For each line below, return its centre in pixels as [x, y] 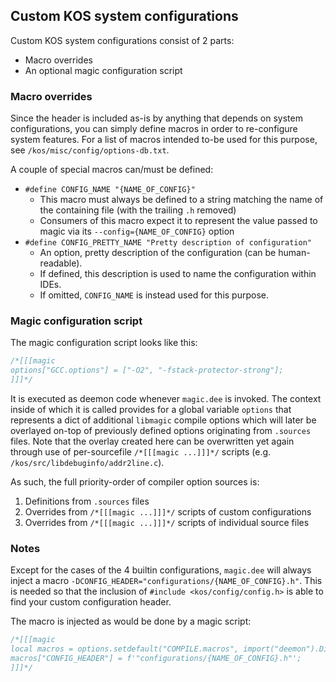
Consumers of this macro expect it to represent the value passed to [178, 221]
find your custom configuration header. [91, 602]
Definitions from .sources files [87, 501]
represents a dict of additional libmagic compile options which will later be [163, 420]
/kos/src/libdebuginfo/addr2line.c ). [87, 463]
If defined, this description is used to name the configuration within [178, 274]
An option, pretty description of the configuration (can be [158, 253]
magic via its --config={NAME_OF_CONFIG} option [137, 231]
